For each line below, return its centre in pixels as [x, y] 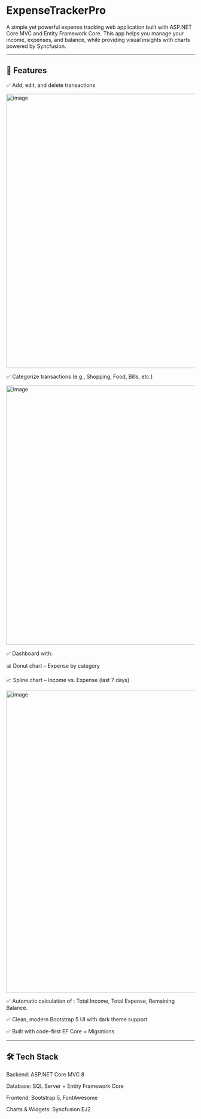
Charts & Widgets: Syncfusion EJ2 [48, 1109]
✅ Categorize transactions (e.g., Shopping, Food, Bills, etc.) [80, 376]
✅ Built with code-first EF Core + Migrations [60, 1031]
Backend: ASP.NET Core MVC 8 [45, 1074]
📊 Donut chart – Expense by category [53, 665]
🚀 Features [27, 70]
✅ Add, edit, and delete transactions [51, 85]
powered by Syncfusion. [36, 46]
